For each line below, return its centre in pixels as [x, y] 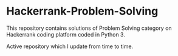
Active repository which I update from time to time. [70, 46]
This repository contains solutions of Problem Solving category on [89, 28]
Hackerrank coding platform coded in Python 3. [66, 34]
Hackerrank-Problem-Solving [82, 11]
